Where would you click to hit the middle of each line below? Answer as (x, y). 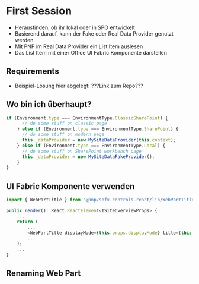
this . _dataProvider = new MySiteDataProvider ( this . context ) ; (99, 140)
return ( (28, 222)
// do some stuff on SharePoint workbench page (82, 151)
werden (24, 40)
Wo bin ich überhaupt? (49, 104)
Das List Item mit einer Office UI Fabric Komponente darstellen (91, 52)
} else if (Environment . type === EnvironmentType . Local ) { (91, 146)
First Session (39, 11)
